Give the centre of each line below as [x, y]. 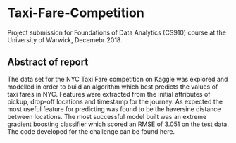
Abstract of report [48, 62]
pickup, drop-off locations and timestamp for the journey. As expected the [115, 101]
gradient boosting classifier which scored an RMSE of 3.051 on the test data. [118, 124]
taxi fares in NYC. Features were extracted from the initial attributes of [109, 94]
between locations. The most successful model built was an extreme [107, 116]
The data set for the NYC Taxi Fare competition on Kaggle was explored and [118, 79]
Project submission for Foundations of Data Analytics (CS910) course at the [117, 32]
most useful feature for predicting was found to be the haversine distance [114, 109]
